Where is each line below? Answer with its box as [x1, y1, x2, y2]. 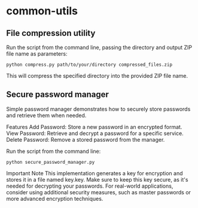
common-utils [6, 4, 78, 18]
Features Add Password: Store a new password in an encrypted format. [6, 123, 182, 130]
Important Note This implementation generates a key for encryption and [6, 169, 183, 177]
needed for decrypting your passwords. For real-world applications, [6, 182, 173, 189]
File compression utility [6, 28, 96, 38]
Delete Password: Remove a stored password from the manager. [6, 136, 165, 143]
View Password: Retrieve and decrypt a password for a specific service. [6, 130, 184, 137]
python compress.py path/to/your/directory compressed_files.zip [6, 62, 172, 68]
